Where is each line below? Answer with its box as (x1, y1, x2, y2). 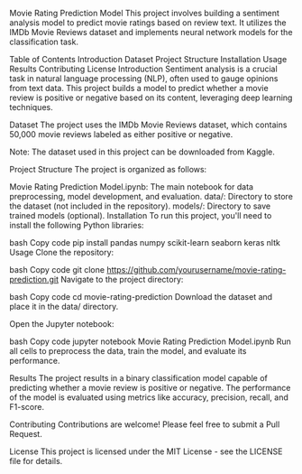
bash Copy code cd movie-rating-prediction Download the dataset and (9, 292, 273, 302)
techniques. (9, 102, 53, 112)
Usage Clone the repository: (9, 247, 114, 257)
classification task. (9, 36, 79, 47)
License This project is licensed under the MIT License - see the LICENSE (9, 446, 283, 457)
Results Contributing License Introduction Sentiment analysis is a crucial (9, 63, 278, 74)
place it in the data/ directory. (9, 302, 119, 311)
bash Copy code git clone (9, 265, 105, 274)
